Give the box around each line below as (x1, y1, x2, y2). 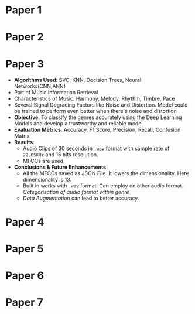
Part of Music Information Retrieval (13, 89, 98, 96)
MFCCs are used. (22, 158, 65, 165)
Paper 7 (5, 296, 43, 309)
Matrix (13, 132, 30, 139)
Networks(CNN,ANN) (13, 83, 66, 90)
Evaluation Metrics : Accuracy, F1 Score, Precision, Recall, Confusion (13, 127, 181, 134)
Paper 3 (5, 57, 45, 70)
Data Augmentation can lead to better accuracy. (22, 194, 139, 202)
